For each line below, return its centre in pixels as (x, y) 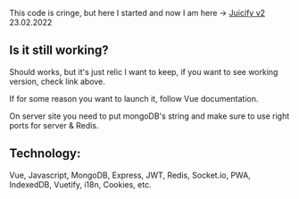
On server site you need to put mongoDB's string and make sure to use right (149, 116)
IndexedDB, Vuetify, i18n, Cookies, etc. (80, 184)
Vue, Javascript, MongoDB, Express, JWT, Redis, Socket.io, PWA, (130, 175)
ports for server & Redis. (54, 125)
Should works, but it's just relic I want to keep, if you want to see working (144, 71)
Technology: (45, 154)
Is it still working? (59, 50)
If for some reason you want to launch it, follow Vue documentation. (134, 98)
